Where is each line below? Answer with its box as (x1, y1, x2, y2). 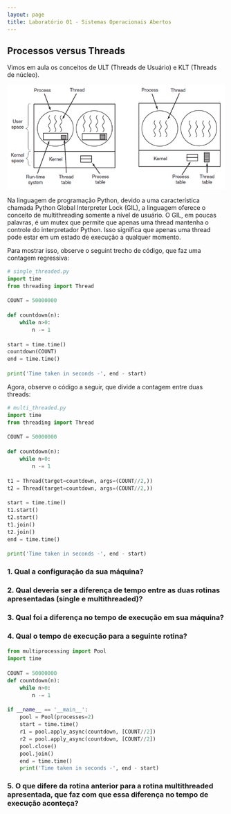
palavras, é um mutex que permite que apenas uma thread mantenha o (7, 218, 209, 227)
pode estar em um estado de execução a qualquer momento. (7, 233, 181, 241)
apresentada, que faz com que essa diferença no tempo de (7, 790, 209, 799)
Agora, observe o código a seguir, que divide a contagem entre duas (7, 382, 203, 391)
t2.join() (7, 529, 36, 536)
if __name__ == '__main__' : (7, 707, 89, 714)
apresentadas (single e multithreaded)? (7, 594, 143, 604)
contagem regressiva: (7, 254, 69, 262)
